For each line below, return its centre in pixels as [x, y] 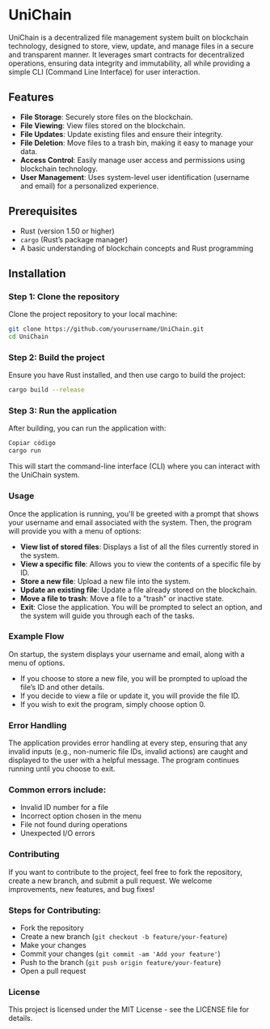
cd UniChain [28, 337]
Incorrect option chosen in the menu [80, 816]
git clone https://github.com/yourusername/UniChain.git [106, 329]
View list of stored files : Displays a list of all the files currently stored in [139, 547]
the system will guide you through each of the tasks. [108, 615]
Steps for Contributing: [55, 910]
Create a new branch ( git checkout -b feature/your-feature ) [124, 937]
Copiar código [32, 444]
